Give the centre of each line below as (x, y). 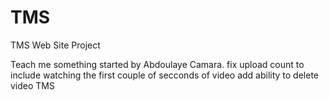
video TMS (32, 85)
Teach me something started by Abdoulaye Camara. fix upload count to (157, 64)
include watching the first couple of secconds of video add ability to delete (165, 75)
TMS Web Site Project (55, 45)
